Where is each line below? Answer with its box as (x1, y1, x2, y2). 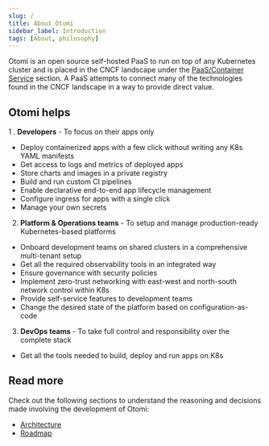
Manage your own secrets (19, 202, 107, 212)
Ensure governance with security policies (19, 268, 158, 278)
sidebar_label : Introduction (8, 27, 106, 35)
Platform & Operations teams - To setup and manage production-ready (19, 219, 259, 228)
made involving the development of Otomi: (8, 404, 150, 414)
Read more (8, 374, 64, 388)
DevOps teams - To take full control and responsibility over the (19, 327, 230, 336)
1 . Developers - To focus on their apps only (8, 127, 155, 137)
